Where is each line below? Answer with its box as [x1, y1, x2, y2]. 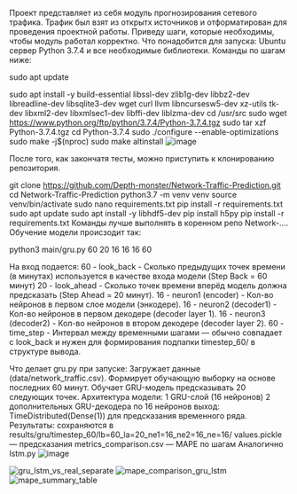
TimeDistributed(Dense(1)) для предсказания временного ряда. [9, 411, 247, 420]
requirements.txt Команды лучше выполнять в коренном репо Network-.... [9, 217, 289, 228]
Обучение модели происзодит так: [9, 227, 142, 238]
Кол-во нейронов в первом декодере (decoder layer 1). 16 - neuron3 [9, 309, 266, 318]
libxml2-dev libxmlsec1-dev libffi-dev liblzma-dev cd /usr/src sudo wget [25, 108, 287, 118]
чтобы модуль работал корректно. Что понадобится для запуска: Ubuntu [9, 35, 286, 46]
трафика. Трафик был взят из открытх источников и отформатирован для [9, 17, 287, 27]
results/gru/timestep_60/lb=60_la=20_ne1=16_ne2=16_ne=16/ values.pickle [9, 429, 282, 440]
